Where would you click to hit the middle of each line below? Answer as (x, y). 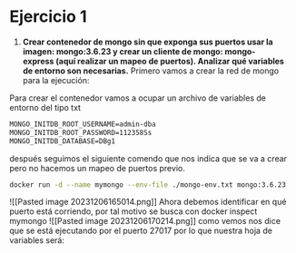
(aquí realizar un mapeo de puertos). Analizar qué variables (170, 61)
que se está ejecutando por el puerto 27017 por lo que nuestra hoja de (141, 231)
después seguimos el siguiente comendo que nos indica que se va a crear (148, 158)
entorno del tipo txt (45, 107)
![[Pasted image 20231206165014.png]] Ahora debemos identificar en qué (148, 202)
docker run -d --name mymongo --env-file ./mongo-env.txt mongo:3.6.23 (148, 185)
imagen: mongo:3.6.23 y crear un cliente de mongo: (123, 51)
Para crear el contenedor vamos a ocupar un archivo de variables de (138, 98)
